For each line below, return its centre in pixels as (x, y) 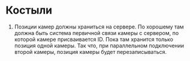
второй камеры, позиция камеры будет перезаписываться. (91, 52)
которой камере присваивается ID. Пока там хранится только (94, 39)
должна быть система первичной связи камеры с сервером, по (96, 33)
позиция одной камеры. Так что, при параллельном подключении (99, 46)
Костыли (29, 10)
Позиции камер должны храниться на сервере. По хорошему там (99, 27)
